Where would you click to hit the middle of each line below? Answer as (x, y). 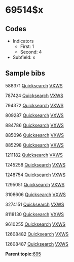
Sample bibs (25, 73)
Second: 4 (31, 52)
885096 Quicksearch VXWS (35, 135)
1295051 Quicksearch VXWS (35, 184)
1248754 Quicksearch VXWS (35, 175)
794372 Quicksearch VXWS (34, 105)
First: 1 (27, 46)
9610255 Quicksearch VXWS (35, 224)
